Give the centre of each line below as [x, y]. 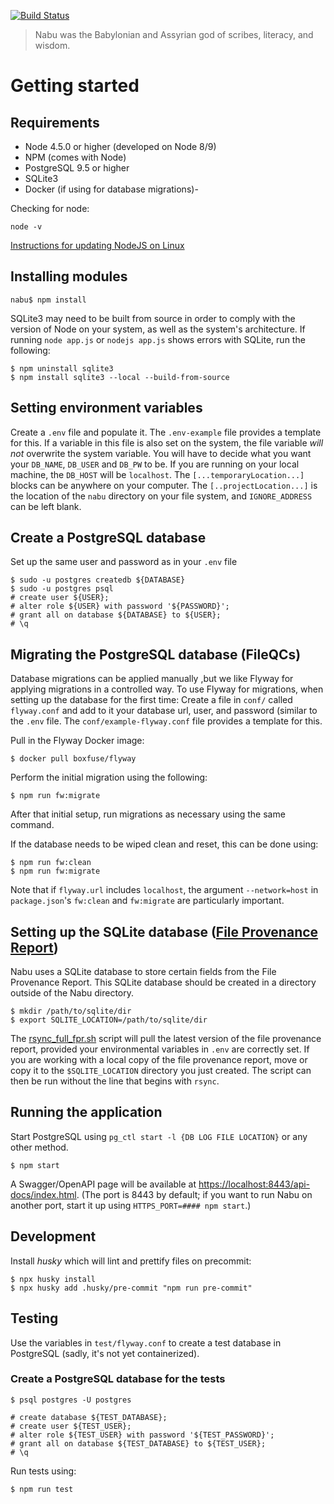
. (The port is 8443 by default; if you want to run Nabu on [194, 1194]
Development [53, 1236]
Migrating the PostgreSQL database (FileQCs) [156, 654]
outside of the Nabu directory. [72, 993]
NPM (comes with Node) [75, 157]
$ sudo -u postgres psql [62, 589]
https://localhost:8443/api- [254, 1184]
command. [32, 825]
